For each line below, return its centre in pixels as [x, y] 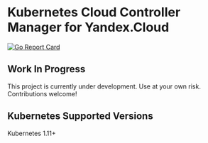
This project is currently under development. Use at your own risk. [104, 86]
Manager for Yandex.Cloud [88, 27]
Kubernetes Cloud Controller [94, 12]
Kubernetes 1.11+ [32, 133]
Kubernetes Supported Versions [81, 116]
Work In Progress [46, 69]
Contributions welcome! [42, 93]
